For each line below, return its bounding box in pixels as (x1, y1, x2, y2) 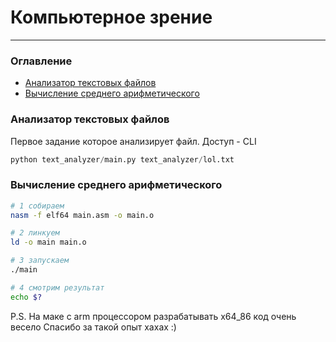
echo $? (10, 292, 43, 302)
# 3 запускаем (10, 256, 70, 266)
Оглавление (10, 54, 73, 68)
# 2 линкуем (10, 228, 60, 238)
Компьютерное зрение (10, 6, 213, 29)
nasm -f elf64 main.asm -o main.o (10, 210, 155, 220)
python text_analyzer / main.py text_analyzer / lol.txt (10, 154, 235, 165)
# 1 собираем (10, 201, 65, 211)
